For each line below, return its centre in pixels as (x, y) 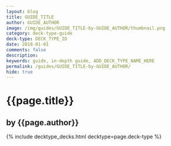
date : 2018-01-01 (28, 45)
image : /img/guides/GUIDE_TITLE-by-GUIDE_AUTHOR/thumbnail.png (86, 28)
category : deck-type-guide (39, 34)
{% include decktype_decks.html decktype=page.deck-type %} (84, 137)
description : (22, 55)
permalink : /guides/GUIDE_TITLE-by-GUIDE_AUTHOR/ (69, 66)
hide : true (20, 72)
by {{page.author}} (43, 122)
